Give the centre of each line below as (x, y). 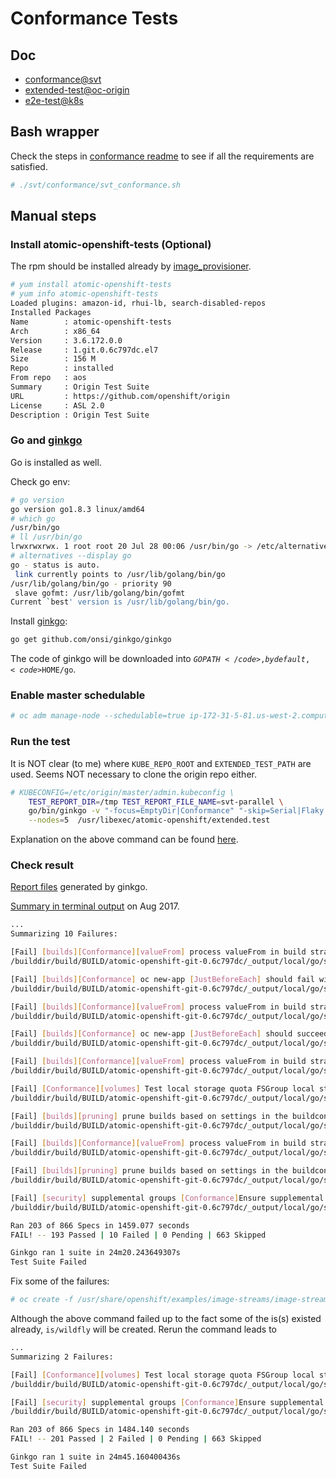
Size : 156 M (53, 359)
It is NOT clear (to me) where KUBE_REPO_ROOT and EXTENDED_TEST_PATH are (161, 763)
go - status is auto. (55, 565)
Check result (42, 865)
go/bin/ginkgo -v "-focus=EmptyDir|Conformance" (131, 811)
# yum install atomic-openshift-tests (91, 285)
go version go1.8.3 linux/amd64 (77, 509)
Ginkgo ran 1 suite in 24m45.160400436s (96, 1457)
